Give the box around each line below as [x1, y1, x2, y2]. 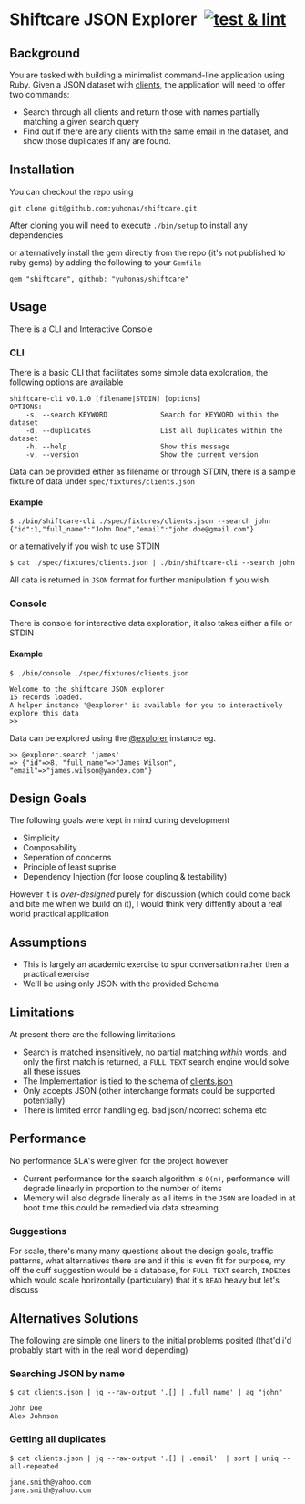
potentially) [22, 1095, 66, 1107]
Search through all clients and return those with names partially [22, 107, 261, 118]
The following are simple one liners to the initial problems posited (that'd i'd [9, 1334, 292, 1345]
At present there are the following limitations [9, 1029, 176, 1040]
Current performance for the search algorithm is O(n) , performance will [22, 1172, 290, 1184]
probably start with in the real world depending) [9, 1344, 188, 1355]
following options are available [9, 376, 124, 387]
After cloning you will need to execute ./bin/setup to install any [9, 220, 248, 231]
